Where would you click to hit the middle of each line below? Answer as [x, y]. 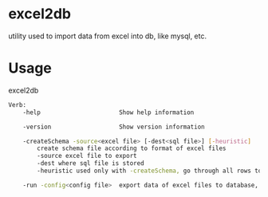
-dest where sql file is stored [91, 164]
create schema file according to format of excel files [132, 148]
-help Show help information [108, 112]
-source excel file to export [87, 156]
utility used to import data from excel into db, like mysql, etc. [108, 36]
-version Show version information [114, 127]
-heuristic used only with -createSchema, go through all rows [144, 171]
